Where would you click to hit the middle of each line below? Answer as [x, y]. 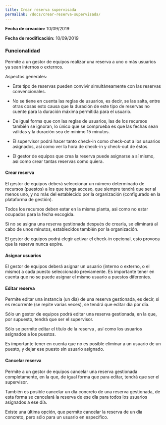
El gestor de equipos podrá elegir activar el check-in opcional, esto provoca [83, 239]
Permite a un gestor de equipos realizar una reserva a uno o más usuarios [81, 61]
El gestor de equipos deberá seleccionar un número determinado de [75, 184]
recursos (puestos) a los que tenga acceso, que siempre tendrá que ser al [81, 189]
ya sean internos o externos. [34, 67]
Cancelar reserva [23, 360]
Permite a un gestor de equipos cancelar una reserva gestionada [71, 372]
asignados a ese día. [26, 402]
